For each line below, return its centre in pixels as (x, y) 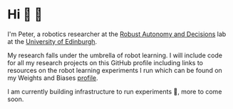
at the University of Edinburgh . (52, 41)
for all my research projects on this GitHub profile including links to (105, 62)
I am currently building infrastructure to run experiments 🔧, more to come (115, 91)
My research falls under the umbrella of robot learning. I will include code (115, 55)
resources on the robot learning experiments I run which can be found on (115, 70)
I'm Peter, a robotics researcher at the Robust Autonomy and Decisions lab (117, 34)
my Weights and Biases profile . (53, 78)
